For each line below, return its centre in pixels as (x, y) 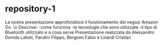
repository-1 (30, 9)
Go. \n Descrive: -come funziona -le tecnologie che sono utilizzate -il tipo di (81, 27)
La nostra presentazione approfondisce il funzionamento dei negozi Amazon (81, 22)
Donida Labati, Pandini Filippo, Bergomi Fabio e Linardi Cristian (68, 37)
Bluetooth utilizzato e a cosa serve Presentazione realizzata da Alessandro (80, 32)
